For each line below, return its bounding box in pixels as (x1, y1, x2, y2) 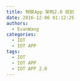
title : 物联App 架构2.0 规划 (6, 9, 75, 15)
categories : (6, 32, 36, 38)
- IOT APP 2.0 (12, 65, 47, 72)
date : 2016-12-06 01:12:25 (6, 15, 75, 21)
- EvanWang (12, 26, 39, 32)
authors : (6, 20, 28, 26)
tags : (6, 49, 20, 55)
